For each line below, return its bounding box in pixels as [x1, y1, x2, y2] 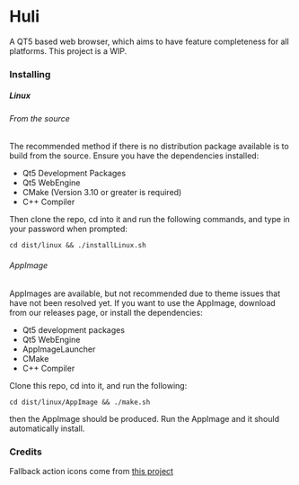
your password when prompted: [9, 223, 128, 235]
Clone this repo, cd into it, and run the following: [9, 380, 188, 391]
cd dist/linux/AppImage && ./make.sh [9, 398, 151, 407]
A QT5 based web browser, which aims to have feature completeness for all [9, 36, 289, 47]
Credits [9, 445, 42, 458]
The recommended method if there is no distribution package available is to [9, 141, 289, 152]
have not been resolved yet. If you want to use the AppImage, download [9, 297, 276, 308]
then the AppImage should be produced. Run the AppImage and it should [9, 413, 280, 424]
